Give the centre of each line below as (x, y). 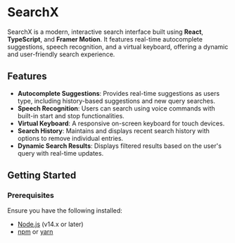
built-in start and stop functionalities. (71, 116)
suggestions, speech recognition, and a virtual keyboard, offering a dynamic (118, 46)
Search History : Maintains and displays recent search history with (113, 130)
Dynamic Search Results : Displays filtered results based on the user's (119, 146)
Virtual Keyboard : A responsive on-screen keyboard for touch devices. (121, 123)
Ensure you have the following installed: (65, 211)
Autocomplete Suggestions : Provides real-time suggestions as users (119, 93)
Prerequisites (31, 196)
